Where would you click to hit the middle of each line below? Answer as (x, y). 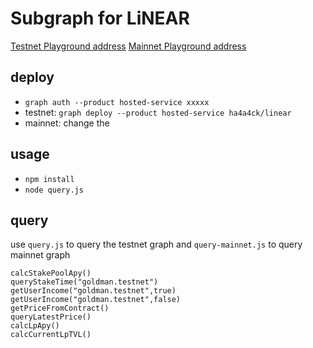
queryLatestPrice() (51, 317)
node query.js (54, 190)
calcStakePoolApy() (51, 273)
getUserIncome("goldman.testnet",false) (96, 300)
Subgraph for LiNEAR (100, 18)
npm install (49, 179)
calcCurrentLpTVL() (51, 335)
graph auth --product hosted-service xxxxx (117, 102)
